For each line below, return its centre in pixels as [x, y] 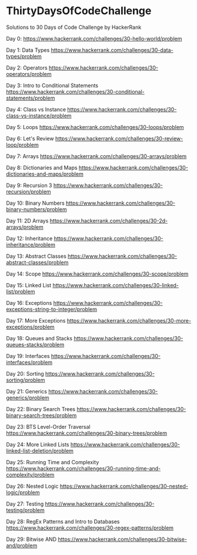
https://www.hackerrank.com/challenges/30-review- [119, 138]
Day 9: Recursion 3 [29, 185]
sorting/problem [26, 380]
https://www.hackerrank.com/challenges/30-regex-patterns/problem [90, 528]
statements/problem [31, 98]
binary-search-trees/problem [41, 415]
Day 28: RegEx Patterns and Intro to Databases [63, 521]
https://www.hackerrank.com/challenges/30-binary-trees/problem [87, 433]
